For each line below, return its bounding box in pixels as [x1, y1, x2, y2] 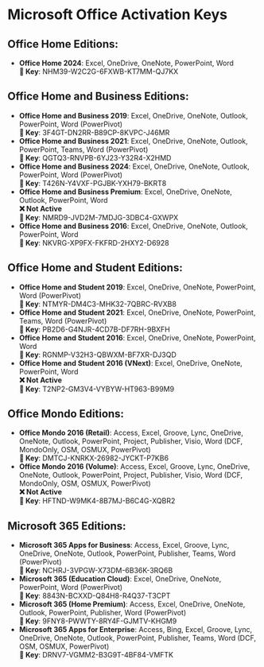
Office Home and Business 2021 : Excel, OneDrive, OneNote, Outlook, [18, 136, 248, 145]
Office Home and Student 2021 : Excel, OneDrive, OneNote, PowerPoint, [18, 308, 256, 317]
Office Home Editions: [7, 37, 118, 51]
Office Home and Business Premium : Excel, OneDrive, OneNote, [18, 187, 232, 196]
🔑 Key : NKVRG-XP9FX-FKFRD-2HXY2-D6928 [18, 238, 169, 247]
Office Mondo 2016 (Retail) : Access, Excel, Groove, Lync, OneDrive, [18, 428, 243, 438]
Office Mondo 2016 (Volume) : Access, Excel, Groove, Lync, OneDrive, [18, 462, 250, 471]
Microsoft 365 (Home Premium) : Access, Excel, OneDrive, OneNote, [18, 599, 246, 609]
